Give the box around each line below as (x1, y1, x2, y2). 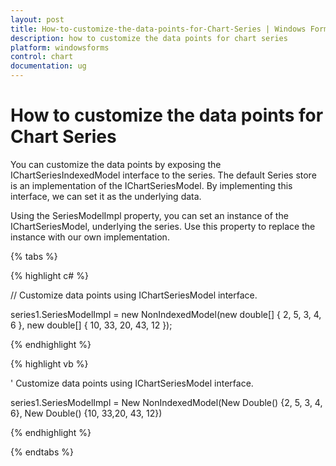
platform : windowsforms (10, 42, 110, 53)
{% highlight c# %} (10, 269, 89, 281)
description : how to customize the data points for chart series (10, 33, 288, 43)
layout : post (10, 14, 65, 25)
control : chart (10, 52, 74, 62)
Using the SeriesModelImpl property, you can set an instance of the (10, 209, 289, 221)
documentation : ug (10, 61, 87, 71)
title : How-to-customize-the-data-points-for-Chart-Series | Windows (10, 24, 307, 34)
